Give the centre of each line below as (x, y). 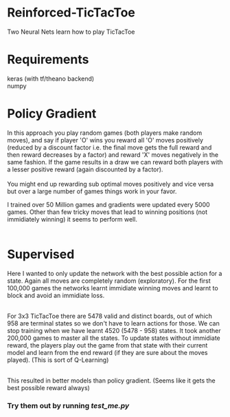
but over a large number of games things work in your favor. (92, 191)
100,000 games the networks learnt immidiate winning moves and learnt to (113, 288)
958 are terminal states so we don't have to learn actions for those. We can (113, 323)
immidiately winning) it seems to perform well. (72, 219)
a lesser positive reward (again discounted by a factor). (85, 169)
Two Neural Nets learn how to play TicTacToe (71, 32)
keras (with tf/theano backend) (51, 78)
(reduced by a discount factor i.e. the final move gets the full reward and (110, 147)
